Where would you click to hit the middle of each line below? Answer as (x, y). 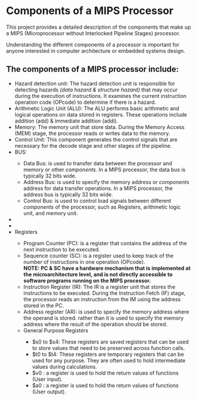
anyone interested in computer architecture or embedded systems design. (96, 50)
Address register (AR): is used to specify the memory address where (106, 311)
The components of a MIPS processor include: (92, 69)
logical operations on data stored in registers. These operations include (101, 114)
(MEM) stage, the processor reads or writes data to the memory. (92, 133)
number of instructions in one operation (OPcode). (84, 261)
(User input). (47, 379)
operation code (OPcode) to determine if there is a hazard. (85, 102)
